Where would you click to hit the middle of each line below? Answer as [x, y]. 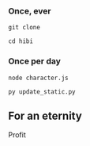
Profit [17, 135]
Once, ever [30, 11]
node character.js [38, 78]
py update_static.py [42, 92]
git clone [24, 28]
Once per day [35, 61]
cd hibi [21, 41]
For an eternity [45, 115]
